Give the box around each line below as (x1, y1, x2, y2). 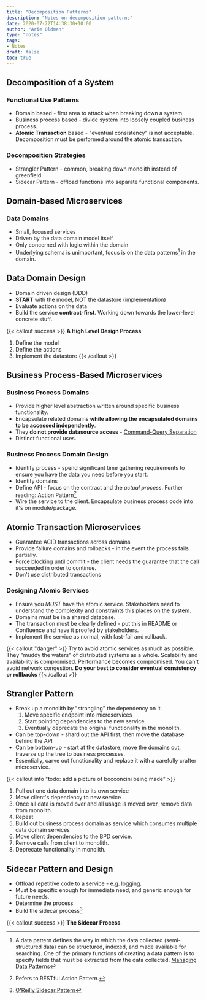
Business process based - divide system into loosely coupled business (15, 116, 194, 123)
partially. (15, 552, 37, 559)
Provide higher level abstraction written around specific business (15, 402, 180, 410)
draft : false (6, 49, 40, 55)
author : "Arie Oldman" (6, 26, 64, 33)
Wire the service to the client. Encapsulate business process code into (15, 498, 193, 505)
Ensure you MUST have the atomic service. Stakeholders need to (15, 600, 180, 607)
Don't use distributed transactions (15, 571, 102, 579)
